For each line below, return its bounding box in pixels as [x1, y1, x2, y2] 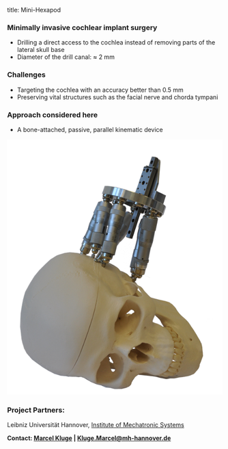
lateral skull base [16, 46, 65, 54]
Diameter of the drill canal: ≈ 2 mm [16, 53, 115, 61]
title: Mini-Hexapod [7, 6, 61, 14]
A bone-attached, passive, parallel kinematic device [16, 125, 164, 133]
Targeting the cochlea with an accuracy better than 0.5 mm [16, 86, 184, 94]
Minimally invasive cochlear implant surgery [7, 23, 158, 32]
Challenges [7, 70, 46, 79]
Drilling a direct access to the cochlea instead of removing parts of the [16, 38, 216, 47]
